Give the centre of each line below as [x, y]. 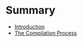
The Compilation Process [46, 33]
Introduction [29, 27]
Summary [30, 10]
